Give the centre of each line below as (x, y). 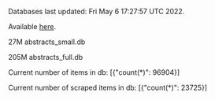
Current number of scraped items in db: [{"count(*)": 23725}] (107, 87)
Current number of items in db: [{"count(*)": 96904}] (94, 72)
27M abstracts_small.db (47, 42)
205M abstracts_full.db (46, 57)
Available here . (32, 26)
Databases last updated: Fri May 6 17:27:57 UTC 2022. (96, 11)
